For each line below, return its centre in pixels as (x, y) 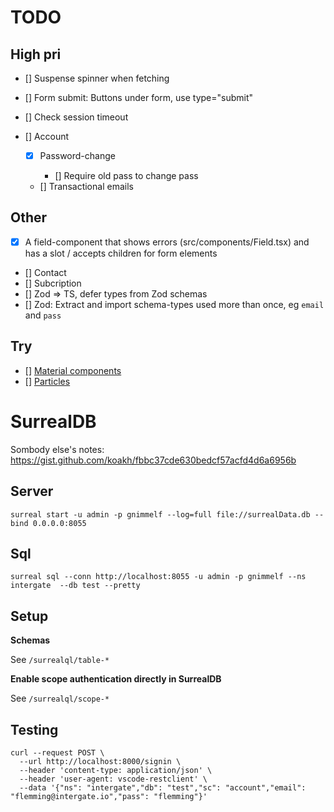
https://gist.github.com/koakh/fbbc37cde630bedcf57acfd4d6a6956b (153, 460)
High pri (36, 54)
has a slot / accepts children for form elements (121, 253)
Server (32, 491)
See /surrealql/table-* (60, 660)
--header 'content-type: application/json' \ (116, 770)
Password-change (77, 155)
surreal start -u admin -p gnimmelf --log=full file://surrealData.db (160, 514)
